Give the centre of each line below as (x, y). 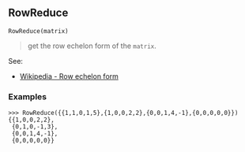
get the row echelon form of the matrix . (92, 46)
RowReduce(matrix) (38, 31)
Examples (28, 96)
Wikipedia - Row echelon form (69, 76)
